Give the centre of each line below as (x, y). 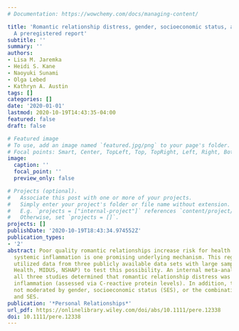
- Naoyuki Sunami (33, 73)
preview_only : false (44, 178)
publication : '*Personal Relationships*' (70, 303)
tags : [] (20, 93)
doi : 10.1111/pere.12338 (44, 317)
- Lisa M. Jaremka (34, 60)
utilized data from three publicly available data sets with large (116, 264)
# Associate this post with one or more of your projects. (100, 197)
